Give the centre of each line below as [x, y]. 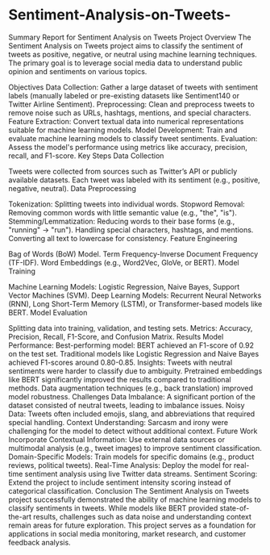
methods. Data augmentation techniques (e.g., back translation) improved [131, 388]
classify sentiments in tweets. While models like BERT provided [113, 508]
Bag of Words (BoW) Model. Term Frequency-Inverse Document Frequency [133, 254]
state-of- [235, 508]
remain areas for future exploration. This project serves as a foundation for [132, 525]
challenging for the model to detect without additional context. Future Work [133, 431]
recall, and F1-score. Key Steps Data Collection [86, 156]
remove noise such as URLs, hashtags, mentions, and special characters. [130, 113]
